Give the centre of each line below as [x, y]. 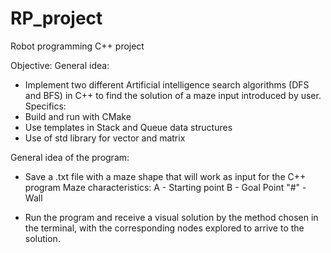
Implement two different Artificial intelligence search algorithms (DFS [167, 84]
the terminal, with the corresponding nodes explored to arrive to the [164, 228]
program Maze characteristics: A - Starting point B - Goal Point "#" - [165, 187]
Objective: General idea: [60, 65]
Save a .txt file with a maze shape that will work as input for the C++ [165, 176]
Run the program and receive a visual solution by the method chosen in [171, 217]
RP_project [56, 18]
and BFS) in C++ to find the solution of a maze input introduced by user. [173, 95]
